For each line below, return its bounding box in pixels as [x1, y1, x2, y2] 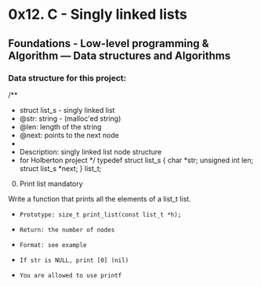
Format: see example [19, 241, 87, 249]
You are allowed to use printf [19, 271, 122, 279]
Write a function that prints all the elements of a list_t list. [8, 194, 191, 203]
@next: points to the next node [19, 130, 119, 140]
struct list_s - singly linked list [19, 105, 115, 114]
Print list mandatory [19, 179, 84, 188]
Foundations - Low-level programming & [8, 37, 209, 50]
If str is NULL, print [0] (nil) [19, 256, 129, 264]
